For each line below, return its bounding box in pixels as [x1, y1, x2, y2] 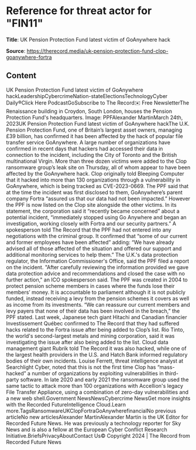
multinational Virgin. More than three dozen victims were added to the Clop [6, 157, 187, 164]
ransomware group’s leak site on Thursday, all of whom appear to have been [6, 163, 191, 171]
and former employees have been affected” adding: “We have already [6, 239, 174, 246]
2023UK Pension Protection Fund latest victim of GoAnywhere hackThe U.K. [6, 120, 190, 127]
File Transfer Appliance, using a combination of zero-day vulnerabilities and [6, 388, 189, 395]
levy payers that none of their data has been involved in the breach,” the [6, 307, 180, 314]
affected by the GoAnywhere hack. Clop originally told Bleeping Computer [6, 170, 184, 177]
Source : [6, 47, 26, 54]
